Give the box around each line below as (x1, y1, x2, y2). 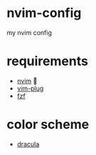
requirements (6, 53, 88, 69)
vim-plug (16, 84, 44, 93)
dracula (16, 139, 40, 148)
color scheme (6, 117, 90, 132)
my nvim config (6, 28, 53, 37)
